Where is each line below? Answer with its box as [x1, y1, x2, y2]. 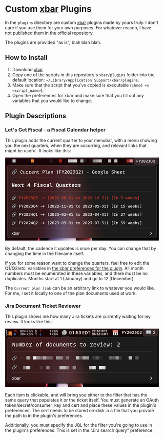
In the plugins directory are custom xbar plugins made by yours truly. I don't [5, 20, 159, 25]
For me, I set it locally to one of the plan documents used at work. [5, 291, 137, 296]
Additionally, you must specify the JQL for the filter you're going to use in [5, 422, 152, 428]
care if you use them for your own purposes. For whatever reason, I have [5, 24, 152, 30]
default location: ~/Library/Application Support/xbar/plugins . [12, 77, 139, 83]
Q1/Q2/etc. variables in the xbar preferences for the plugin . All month [5, 265, 144, 271]
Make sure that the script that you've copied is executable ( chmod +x [12, 82, 149, 88]
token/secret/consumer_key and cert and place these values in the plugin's [5, 402, 157, 408]
